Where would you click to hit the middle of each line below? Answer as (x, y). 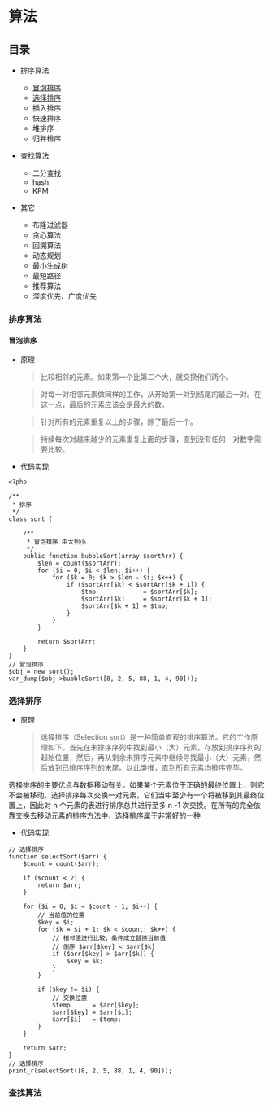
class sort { (30, 519)
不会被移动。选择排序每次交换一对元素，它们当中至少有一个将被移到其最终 (133, 795)
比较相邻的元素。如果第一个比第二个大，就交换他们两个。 (136, 377)
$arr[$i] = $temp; (87, 1020)
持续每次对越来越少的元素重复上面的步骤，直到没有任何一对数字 (147, 439)
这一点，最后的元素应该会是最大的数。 (104, 404)
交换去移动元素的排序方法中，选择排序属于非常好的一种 (108, 815)
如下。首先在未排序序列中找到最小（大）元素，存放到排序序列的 (154, 747)
